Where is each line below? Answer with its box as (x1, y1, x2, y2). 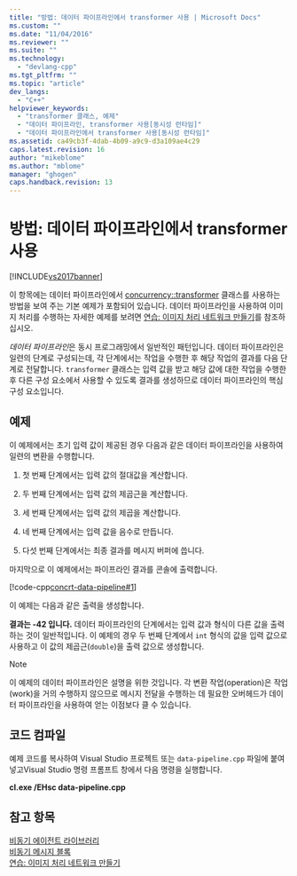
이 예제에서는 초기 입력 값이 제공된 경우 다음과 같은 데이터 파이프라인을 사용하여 (9, 439, 284, 450)
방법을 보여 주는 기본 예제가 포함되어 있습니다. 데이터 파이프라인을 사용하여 (9, 301, 268, 312)
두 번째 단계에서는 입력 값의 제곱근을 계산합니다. (21, 488, 188, 499)
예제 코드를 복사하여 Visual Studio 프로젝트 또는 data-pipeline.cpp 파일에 (9, 753, 269, 763)
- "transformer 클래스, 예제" (17, 112, 120, 121)
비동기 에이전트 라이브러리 (9, 835, 100, 846)
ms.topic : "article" (9, 79, 86, 88)
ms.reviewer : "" (9, 37, 69, 47)
